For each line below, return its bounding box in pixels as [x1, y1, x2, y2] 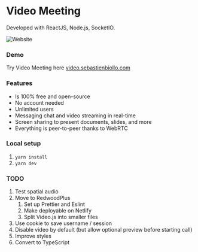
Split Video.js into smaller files [23, 214, 98, 221]
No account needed [14, 99, 64, 106]
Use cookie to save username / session [14, 220, 112, 227]
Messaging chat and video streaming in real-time [14, 112, 136, 119]
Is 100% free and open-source [14, 93, 91, 100]
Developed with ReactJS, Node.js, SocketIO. [6, 24, 115, 31]
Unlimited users [14, 105, 54, 113]
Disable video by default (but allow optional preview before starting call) [14, 226, 193, 233]
